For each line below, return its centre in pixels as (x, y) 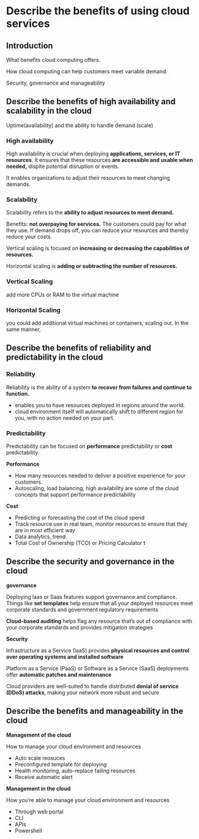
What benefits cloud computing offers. (53, 60)
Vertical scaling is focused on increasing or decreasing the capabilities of (98, 248)
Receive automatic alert (44, 777)
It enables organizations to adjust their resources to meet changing (88, 178)
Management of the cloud (39, 735)
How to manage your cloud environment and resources (74, 746)
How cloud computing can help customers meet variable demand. (87, 71)
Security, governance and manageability (56, 83)
